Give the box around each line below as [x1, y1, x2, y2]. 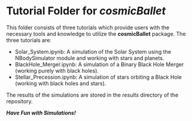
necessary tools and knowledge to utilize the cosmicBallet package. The [6, 30, 187, 37]
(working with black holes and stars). [14, 79, 106, 87]
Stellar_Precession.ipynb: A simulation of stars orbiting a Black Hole [14, 73, 182, 80]
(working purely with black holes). [14, 67, 99, 74]
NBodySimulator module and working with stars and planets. [14, 54, 164, 61]
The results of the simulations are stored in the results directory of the [6, 91, 179, 98]
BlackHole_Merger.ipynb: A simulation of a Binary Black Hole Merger [14, 61, 184, 68]
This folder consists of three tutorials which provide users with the [6, 24, 169, 31]
